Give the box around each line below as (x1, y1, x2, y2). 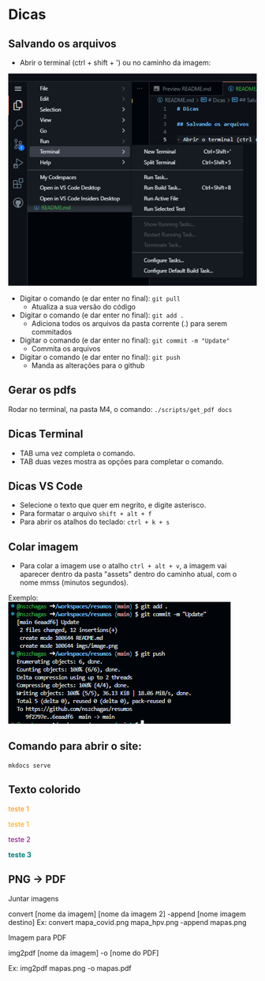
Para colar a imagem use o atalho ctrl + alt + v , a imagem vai (19, 561, 227, 571)
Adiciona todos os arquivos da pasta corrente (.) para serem (31, 318, 227, 328)
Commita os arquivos (31, 343, 101, 353)
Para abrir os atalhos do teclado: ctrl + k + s (19, 517, 170, 526)
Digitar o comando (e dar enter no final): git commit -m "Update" (19, 335, 230, 345)
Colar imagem (8, 540, 79, 553)
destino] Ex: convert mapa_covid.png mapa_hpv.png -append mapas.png (8, 917, 247, 927)
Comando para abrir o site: (8, 739, 142, 753)
